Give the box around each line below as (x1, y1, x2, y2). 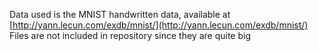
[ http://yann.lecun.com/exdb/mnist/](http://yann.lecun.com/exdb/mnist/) (9, 19, 309, 31)
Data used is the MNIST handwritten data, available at (9, 9, 231, 20)
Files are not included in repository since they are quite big (9, 30, 252, 41)
